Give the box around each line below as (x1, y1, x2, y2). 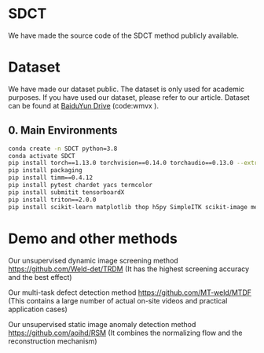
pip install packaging (8, 167, 82, 175)
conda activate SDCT (8, 152, 76, 160)
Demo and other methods (8, 230, 178, 248)
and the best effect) (8, 272, 72, 281)
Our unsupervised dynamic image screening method (8, 256, 178, 265)
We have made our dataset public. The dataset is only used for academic (8, 84, 245, 94)
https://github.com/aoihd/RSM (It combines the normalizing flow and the (8, 328, 243, 337)
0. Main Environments (8, 123, 118, 138)
